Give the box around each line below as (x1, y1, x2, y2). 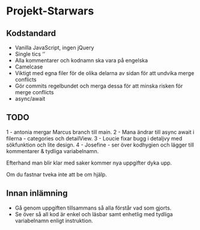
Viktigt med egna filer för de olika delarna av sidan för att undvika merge (14, 70, 195, 76)
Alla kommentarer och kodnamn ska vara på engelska (14, 57, 148, 64)
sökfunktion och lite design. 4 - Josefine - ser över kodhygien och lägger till (6, 141, 194, 148)
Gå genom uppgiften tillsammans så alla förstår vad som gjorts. (14, 204, 172, 211)
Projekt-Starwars (6, 4, 94, 18)
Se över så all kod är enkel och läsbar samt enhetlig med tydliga (14, 210, 173, 217)
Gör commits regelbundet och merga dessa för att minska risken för (14, 82, 183, 89)
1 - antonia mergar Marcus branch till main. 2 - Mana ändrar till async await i (6, 128, 195, 136)
